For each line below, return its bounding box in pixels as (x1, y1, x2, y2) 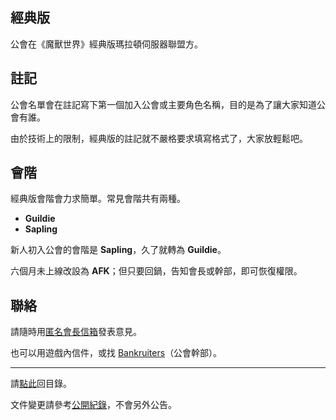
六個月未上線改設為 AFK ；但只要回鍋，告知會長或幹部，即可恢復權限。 (10, 265, 303, 277)
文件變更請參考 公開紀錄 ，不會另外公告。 (10, 399, 177, 411)
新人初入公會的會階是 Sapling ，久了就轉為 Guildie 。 (10, 244, 227, 256)
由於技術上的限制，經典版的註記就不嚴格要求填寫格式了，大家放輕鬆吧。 (10, 132, 308, 144)
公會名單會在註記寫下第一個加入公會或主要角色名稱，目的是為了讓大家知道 (10, 98, 317, 110)
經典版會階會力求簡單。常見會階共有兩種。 (10, 193, 186, 205)
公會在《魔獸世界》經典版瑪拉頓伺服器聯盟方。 (10, 38, 203, 50)
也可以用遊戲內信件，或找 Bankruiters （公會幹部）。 (10, 347, 223, 359)
